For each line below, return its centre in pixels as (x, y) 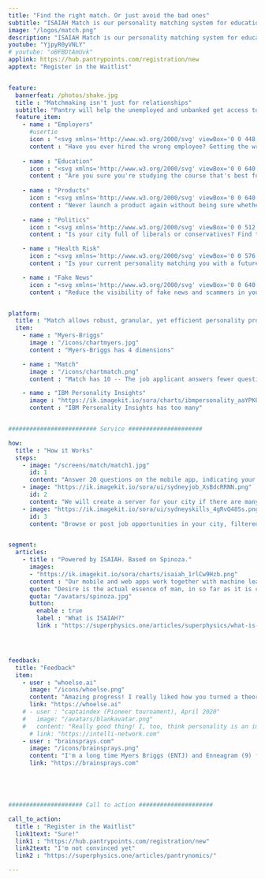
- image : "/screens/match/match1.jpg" (86, 465)
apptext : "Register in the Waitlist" (70, 67)
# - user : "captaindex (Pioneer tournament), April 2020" (121, 712)
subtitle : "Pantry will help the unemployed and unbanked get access (132, 110)
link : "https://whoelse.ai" (75, 705)
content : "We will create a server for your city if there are (135, 501)
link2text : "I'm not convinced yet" (75, 848)
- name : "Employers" (58, 125)
